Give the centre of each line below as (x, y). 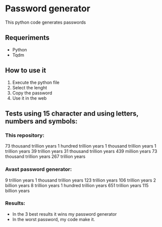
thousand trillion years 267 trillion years (45, 156)
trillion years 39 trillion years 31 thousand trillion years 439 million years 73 (81, 151)
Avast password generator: (39, 169)
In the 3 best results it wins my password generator (64, 214)
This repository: (25, 135)
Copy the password (32, 93)
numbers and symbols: (41, 121)
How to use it (26, 70)
